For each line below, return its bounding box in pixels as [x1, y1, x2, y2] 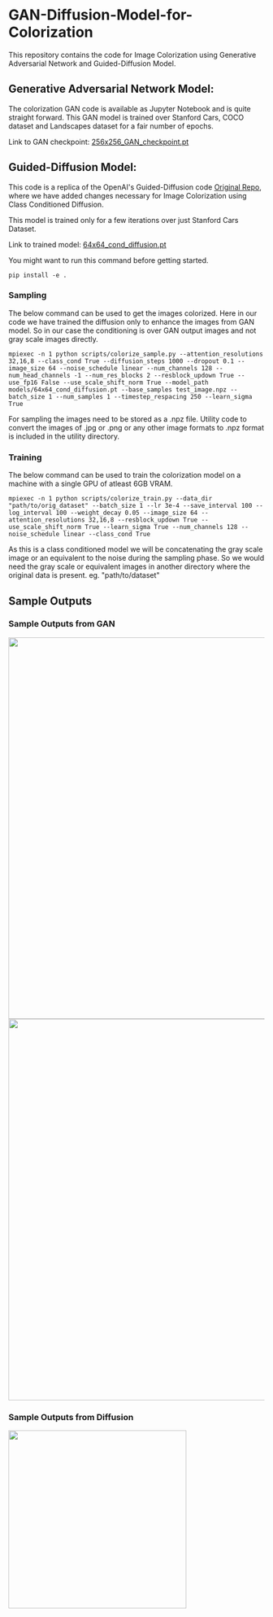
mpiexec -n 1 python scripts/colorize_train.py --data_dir [8, 495, 213, 503]
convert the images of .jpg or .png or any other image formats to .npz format [8, 422, 264, 432]
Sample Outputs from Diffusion [8, 1411, 134, 1423]
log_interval [8, 509, 53, 518]
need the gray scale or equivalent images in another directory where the [8, 562, 250, 571]
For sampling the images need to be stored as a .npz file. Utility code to [8, 413, 248, 424]
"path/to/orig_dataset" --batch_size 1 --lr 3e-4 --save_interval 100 [8, 502, 253, 510]
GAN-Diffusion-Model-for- [8, 6, 193, 24]
